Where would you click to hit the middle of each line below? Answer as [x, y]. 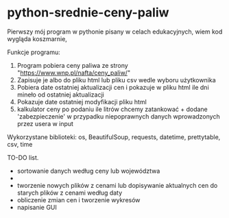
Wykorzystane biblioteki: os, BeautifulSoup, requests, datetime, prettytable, [114, 137]
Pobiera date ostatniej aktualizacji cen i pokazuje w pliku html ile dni [113, 87]
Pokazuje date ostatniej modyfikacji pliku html [82, 101]
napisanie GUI [37, 207]
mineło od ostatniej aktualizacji [60, 95]
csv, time [20, 144]
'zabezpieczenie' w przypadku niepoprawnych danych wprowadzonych [119, 116]
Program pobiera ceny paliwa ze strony [72, 65]
